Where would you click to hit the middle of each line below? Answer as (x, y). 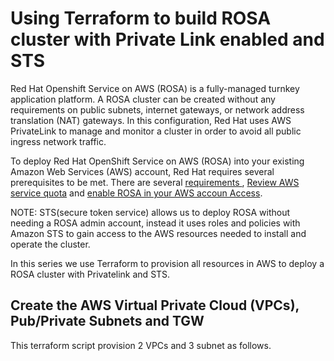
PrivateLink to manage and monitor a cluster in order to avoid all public (156, 131)
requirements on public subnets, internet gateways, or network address (157, 109)
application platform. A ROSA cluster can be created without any (143, 99)
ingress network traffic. (58, 141)
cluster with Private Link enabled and (167, 39)
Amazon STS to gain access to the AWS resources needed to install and (158, 233)
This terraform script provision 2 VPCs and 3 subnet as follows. (141, 345)
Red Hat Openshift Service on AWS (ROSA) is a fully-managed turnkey (155, 88)
